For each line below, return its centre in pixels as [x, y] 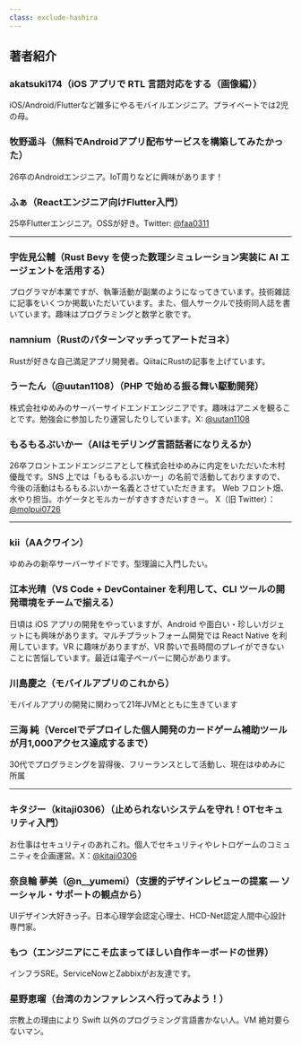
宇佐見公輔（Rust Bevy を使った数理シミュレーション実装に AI [144, 257]
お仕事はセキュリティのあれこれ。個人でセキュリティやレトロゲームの [138, 844]
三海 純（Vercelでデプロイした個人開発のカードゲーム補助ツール [149, 729]
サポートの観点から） [101, 894]
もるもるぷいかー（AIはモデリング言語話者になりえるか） [133, 444]
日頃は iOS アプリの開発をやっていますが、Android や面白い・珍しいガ [139, 623]
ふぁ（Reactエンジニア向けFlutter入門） [96, 202]
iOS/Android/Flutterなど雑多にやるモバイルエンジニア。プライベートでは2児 [149, 105]
